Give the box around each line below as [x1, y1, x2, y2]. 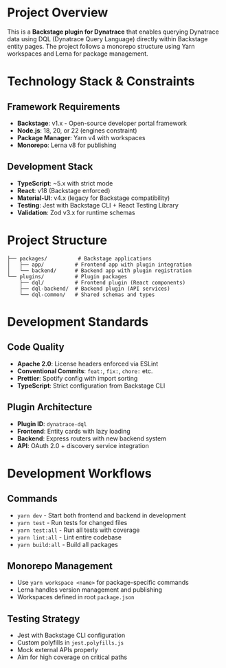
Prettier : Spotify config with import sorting [16, 374, 138, 382]
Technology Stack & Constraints [7, 74, 195, 89]
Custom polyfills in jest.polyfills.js [16, 638, 124, 647]
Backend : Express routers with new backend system [16, 434, 167, 443]
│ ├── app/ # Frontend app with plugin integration [7, 261, 192, 268]
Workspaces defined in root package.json [16, 593, 135, 601]
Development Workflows [7, 465, 152, 481]
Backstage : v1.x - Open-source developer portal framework [16, 119, 188, 127]
